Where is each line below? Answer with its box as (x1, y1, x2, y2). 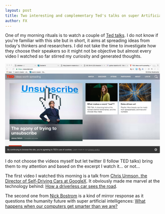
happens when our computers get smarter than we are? (5, 203, 118, 209)
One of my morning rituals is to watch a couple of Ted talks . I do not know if (5, 32, 159, 38)
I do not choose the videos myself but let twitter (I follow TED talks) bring (5, 158, 153, 164)
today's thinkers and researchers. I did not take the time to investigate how (5, 43, 156, 49)
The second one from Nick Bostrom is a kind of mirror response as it (5, 193, 144, 199)
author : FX (5, 18, 27, 23)
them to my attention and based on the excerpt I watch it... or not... (5, 163, 140, 169)
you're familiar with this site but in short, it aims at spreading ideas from (5, 37, 150, 44)
